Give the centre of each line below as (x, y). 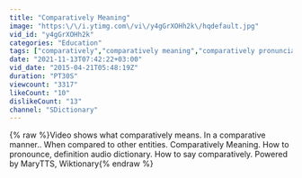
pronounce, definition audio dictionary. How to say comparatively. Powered (148, 155)
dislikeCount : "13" (46, 101)
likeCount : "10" (40, 93)
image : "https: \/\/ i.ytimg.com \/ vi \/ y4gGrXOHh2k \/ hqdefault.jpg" (134, 26)
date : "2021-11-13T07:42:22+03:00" (76, 59)
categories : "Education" (56, 43)
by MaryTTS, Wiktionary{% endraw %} (82, 164)
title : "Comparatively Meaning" (70, 18)
